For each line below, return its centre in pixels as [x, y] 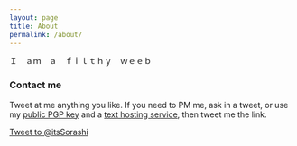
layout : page [34, 18]
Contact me [36, 85]
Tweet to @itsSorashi [49, 132]
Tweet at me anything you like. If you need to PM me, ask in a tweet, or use [149, 105]
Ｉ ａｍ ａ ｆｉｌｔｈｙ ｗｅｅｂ [80, 61]
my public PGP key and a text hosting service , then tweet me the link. [138, 114]
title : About [34, 26]
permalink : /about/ [46, 34]
